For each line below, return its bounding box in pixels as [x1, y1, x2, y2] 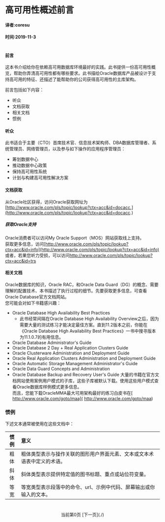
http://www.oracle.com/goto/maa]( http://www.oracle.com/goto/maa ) [12, 395, 153, 401]
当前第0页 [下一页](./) [60, 512, 105, 518]
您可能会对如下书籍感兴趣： [5, 300, 61, 306]
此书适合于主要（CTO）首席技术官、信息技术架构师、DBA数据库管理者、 [5, 140, 152, 145]
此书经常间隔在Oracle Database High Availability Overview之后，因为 [19, 316, 160, 321]
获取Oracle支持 [5, 222, 37, 228]
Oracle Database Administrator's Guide [12, 340, 92, 346]
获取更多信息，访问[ [5, 241, 46, 247]
